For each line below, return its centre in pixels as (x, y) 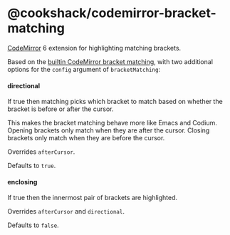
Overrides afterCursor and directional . (66, 211)
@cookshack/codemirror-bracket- (112, 13)
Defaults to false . (33, 225)
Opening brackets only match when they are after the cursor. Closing (109, 130)
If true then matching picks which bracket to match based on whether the (115, 102)
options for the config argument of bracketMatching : (84, 69)
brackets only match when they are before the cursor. (86, 138)
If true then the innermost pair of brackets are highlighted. (93, 198)
